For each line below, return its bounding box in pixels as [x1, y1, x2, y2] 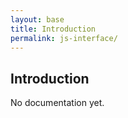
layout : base [10, 14, 65, 25]
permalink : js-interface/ [10, 33, 118, 43]
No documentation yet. [10, 97, 105, 109]
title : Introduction [10, 24, 97, 34]
